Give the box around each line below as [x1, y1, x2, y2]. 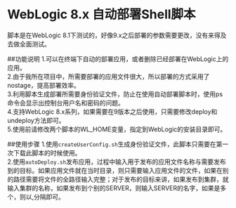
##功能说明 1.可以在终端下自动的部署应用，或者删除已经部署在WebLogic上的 [7, 54, 229, 63]
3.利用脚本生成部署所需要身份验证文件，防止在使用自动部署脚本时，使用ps [7, 89, 223, 98]
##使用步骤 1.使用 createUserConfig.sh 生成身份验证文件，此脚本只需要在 [7, 140, 216, 148]
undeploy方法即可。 [7, 116, 65, 124]
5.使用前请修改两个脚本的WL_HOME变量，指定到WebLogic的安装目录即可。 [7, 124, 227, 134]
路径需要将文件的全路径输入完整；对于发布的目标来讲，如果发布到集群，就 [13, 175, 229, 183]
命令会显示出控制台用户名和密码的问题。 [7, 98, 124, 107]
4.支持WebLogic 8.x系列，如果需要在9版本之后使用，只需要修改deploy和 [7, 107, 218, 116]
